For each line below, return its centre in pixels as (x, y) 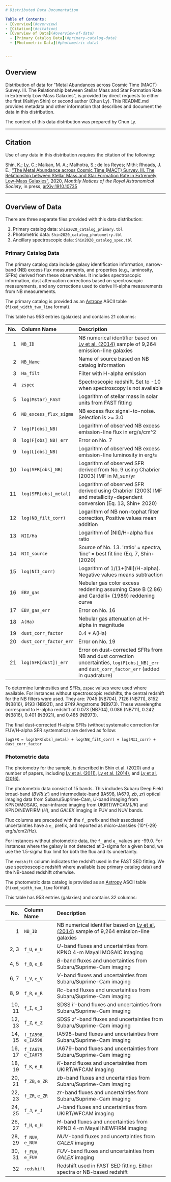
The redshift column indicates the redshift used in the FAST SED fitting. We (85, 861)
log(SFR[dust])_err (45, 662)
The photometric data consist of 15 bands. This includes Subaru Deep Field (84, 788)
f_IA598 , (34, 1034)
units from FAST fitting (105, 402)
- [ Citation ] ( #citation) (32, 29)
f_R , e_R (33, 993)
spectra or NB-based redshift (92, 1172)
